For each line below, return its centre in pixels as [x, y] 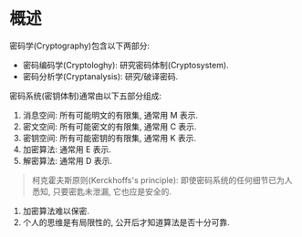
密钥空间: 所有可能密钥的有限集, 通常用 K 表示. [109, 138]
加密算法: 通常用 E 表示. [67, 149]
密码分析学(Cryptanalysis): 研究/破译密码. [100, 76]
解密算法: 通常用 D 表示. [67, 160]
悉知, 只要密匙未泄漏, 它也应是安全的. [101, 191]
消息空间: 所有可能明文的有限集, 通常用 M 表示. [110, 115]
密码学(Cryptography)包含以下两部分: [80, 46]
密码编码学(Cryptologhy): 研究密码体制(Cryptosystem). [126, 65]
